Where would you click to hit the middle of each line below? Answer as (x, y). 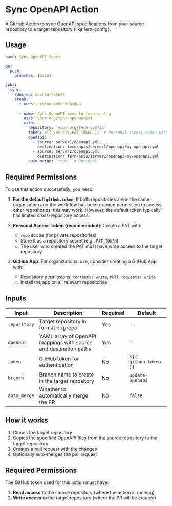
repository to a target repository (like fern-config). (58, 29)
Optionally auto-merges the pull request (55, 454)
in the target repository (67, 381)
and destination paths (65, 349)
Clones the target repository (42, 432)
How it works (27, 420)
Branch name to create (67, 375)
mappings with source (66, 342)
